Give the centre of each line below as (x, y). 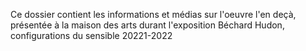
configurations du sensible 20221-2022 (91, 35)
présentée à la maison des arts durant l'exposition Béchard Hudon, (147, 25)
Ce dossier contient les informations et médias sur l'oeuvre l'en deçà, (153, 14)
